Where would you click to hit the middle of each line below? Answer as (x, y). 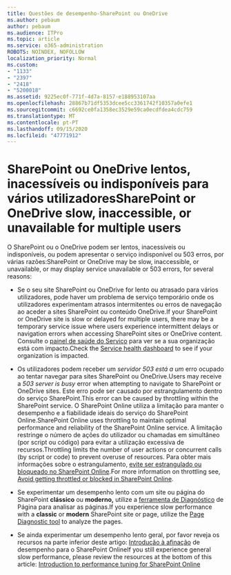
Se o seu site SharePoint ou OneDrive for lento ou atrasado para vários (118, 290)
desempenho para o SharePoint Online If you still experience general (114, 549)
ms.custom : (23, 65)
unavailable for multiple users (94, 228)
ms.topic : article (33, 39)
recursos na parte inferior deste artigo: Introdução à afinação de (108, 543)
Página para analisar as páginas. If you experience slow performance (114, 507)
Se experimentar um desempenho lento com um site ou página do (111, 492)
